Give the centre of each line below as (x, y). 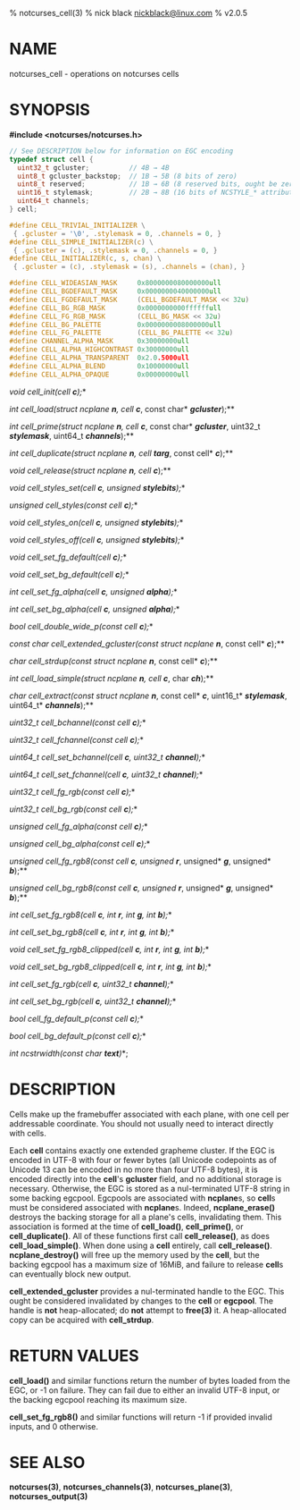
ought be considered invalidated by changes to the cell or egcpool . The (142, 1301)
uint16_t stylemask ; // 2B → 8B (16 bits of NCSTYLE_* (137, 193)
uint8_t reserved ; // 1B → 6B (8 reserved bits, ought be (147, 184)
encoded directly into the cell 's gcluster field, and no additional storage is (146, 1178)
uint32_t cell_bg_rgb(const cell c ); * (74, 809)
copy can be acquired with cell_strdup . (82, 1320)
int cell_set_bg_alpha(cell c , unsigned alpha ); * (95, 609)
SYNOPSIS (50, 110)
